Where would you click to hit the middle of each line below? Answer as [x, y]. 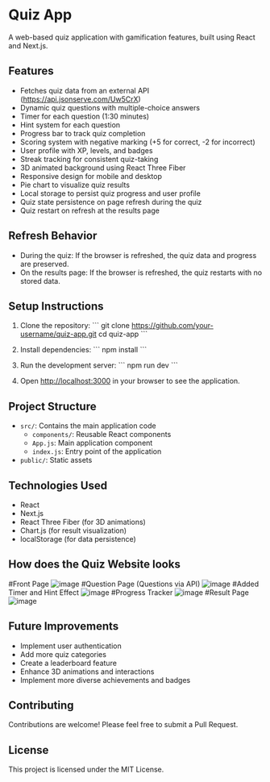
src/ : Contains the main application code [88, 426]
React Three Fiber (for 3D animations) [83, 522]
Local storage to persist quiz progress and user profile [110, 193]
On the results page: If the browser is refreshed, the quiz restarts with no [141, 272]
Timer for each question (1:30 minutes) [85, 116]
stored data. [40, 281]
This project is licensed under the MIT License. [86, 770]
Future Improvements [64, 626]
